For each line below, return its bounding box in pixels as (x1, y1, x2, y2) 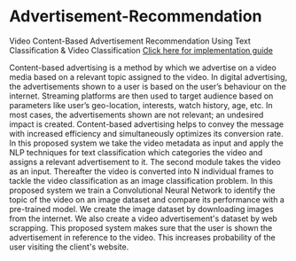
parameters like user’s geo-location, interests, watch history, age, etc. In (9, 99, 273, 110)
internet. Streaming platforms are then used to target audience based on (9, 91, 274, 101)
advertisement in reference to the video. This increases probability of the (9, 232, 277, 242)
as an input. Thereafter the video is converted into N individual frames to (9, 166, 275, 177)
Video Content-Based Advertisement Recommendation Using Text (9, 36, 251, 46)
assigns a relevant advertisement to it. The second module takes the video (9, 156, 281, 167)
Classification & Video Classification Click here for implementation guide (9, 44, 273, 55)
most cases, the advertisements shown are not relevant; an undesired (9, 109, 264, 120)
